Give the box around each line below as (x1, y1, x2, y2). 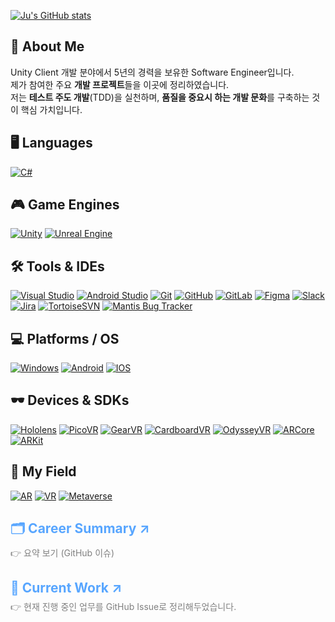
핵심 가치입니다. (20, 103, 83, 115)
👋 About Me (10, 38, 85, 55)
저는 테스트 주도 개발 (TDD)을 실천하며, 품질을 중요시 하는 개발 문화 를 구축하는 (10, 91, 310, 103)
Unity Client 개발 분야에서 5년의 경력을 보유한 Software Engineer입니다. (10, 66, 295, 78)
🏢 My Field (10, 463, 77, 480)
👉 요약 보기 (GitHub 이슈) (10, 546, 115, 559)
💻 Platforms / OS (10, 330, 120, 347)
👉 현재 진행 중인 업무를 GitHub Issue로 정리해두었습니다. (10, 601, 237, 613)
